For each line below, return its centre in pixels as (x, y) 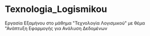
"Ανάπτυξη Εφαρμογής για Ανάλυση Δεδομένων (56, 28)
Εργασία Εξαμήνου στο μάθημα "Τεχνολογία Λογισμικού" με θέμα (75, 23)
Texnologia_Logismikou (56, 9)
